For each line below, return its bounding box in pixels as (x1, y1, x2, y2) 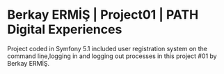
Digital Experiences (7, 21, 122, 37)
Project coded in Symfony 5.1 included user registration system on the (7, 44, 207, 53)
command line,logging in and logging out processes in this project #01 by (7, 52, 217, 60)
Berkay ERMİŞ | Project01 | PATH (7, 7, 199, 23)
